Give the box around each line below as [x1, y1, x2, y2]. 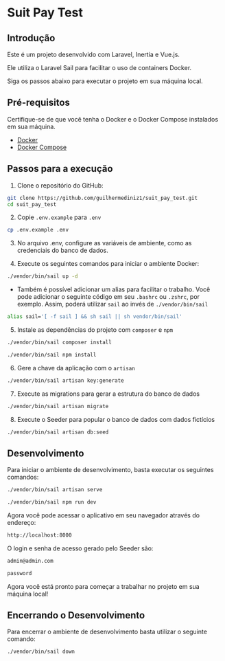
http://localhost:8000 [7, 531, 72, 539]
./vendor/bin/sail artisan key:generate [7, 377, 125, 384]
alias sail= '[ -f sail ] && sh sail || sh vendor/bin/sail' [7, 313, 183, 320]
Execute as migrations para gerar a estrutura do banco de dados [16, 390, 200, 398]
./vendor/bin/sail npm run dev [7, 499, 97, 506]
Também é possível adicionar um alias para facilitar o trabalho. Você [16, 285, 211, 293]
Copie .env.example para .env [16, 213, 102, 221]
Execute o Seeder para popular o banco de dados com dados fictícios [16, 415, 215, 423]
